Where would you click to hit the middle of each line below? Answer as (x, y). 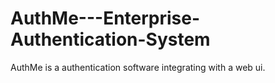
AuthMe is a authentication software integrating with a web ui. (138, 67)
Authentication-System (110, 39)
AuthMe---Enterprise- (105, 18)
